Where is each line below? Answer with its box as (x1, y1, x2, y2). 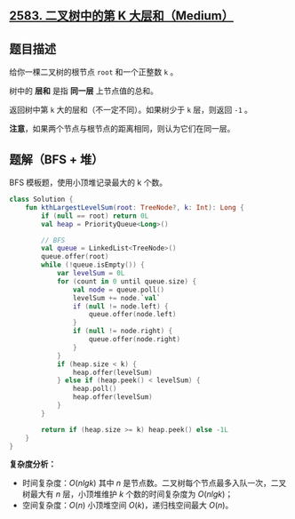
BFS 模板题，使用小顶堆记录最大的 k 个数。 (9, 177, 167, 188)
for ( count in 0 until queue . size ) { (56, 276, 197, 286)
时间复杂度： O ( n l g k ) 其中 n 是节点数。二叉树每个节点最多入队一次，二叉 (21, 478, 287, 489)
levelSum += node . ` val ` (72, 293, 162, 302)
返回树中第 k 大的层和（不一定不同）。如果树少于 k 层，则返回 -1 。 (9, 105, 253, 116)
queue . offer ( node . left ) (88, 310, 177, 319)
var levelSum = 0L (56, 269, 125, 278)
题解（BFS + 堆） (9, 152, 104, 167)
